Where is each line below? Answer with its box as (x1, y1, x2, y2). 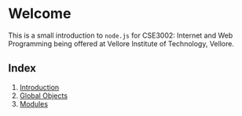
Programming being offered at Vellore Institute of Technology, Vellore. (8, 38, 234, 48)
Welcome (8, 5, 71, 23)
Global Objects (19, 91, 68, 100)
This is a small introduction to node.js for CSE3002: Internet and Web (8, 31, 233, 40)
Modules (19, 99, 49, 108)
